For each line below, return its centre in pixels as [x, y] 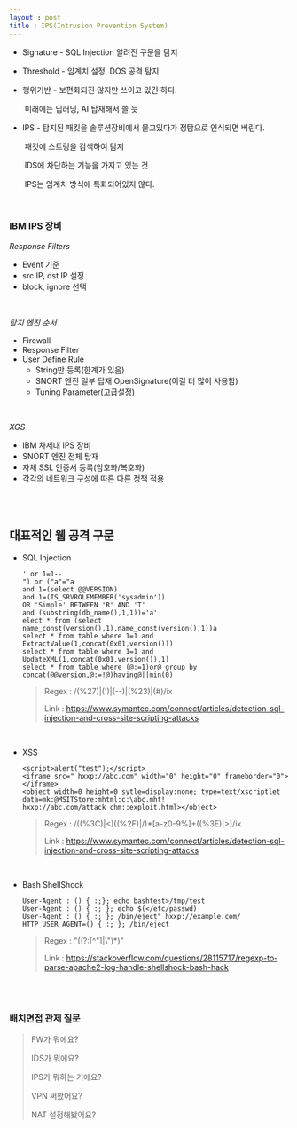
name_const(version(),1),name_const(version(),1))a [119, 628]
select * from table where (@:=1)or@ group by [109, 667]
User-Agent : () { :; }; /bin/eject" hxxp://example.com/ [131, 916]
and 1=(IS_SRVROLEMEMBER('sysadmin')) [94, 597]
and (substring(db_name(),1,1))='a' [90, 613]
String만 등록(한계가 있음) [80, 370]
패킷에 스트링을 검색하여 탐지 [74, 146]
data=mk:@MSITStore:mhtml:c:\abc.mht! [94, 799]
